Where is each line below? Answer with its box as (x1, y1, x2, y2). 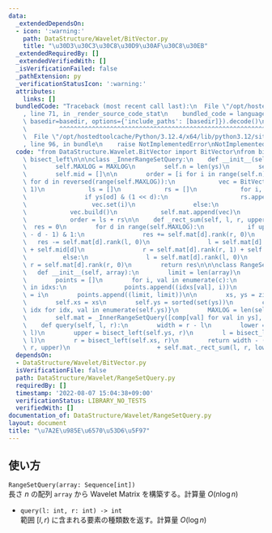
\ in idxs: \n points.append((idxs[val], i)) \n (23, 283, 237, 292)
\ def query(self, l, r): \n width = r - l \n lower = (23, 321, 266, 329)
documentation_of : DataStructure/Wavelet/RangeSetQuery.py (8, 411, 212, 420)
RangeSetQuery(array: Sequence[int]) (8, 480, 136, 489)
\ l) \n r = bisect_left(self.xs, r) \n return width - (23, 336, 259, 345)
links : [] (23, 95, 57, 103)
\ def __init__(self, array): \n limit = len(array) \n (23, 269, 241, 277)
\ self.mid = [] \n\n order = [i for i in (23, 170, 216, 178)
